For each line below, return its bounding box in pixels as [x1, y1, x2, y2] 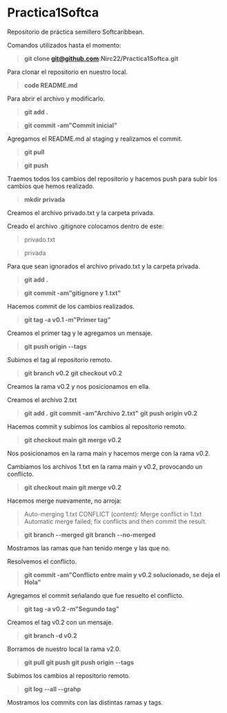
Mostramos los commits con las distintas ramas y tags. [7, 698, 164, 706]
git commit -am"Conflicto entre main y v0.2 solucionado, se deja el [23, 570, 221, 579]
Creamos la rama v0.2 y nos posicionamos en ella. [7, 382, 150, 390]
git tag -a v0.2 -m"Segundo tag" [23, 605, 119, 613]
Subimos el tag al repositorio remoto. [7, 355, 112, 363]
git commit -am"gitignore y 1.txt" [23, 288, 121, 297]
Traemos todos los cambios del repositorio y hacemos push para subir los [7, 174, 217, 183]
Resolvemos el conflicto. [7, 557, 77, 565]
